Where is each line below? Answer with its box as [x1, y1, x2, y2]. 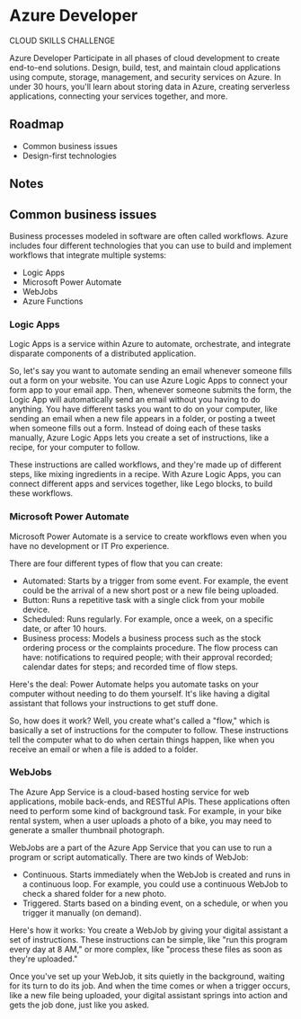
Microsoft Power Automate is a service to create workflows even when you [9, 531, 288, 542]
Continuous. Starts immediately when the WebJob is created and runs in [22, 869, 291, 880]
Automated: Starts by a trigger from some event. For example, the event [22, 575, 289, 586]
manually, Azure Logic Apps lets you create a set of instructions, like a [9, 432, 270, 443]
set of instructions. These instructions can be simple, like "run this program [9, 934, 288, 944]
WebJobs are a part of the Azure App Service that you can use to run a [9, 842, 272, 853]
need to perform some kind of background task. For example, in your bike [9, 805, 282, 816]
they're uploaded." [9, 953, 78, 964]
